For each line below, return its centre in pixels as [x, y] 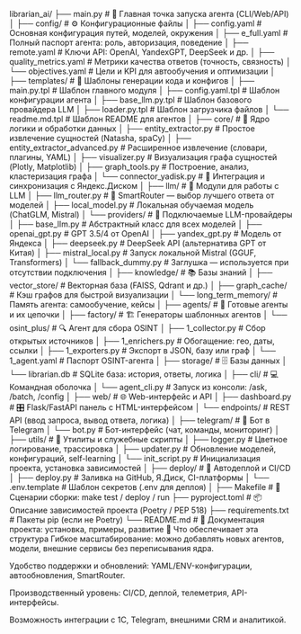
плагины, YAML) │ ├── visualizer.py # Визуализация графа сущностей [143, 157]
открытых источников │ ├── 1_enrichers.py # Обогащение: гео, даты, [142, 341]
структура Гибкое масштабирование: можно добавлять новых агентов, [147, 539]
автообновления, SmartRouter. [67, 575]
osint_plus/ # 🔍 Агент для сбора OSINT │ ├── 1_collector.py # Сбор [138, 328]
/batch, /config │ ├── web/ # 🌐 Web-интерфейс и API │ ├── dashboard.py [150, 397]
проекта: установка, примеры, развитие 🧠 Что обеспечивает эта [134, 529]
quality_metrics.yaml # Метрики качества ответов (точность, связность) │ [150, 62]
